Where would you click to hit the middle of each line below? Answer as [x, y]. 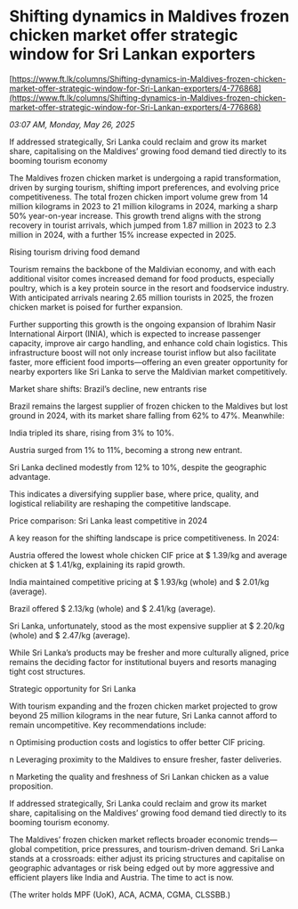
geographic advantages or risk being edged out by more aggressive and [142, 868]
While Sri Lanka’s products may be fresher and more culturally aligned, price [149, 653]
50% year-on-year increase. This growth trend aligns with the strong [135, 215]
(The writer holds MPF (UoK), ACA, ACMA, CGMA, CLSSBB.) [120, 894]
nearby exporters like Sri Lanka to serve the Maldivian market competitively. [148, 371]
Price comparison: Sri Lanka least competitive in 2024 [108, 520]
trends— [262, 840]
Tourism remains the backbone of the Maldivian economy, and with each [142, 269]
